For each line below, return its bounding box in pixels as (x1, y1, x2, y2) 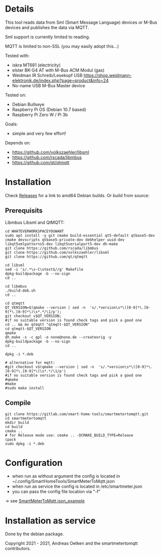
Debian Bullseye (12, 101, 45, 107)
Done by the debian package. (5, 531, 64, 537)
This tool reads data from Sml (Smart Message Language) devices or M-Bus (5, 19, 158, 25)
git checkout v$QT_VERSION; (5, 313, 62, 318)
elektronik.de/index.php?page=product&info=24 (12, 77, 109, 83)
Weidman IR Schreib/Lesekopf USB (12, 72, 83, 78)
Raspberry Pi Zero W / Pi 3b (12, 111, 68, 117)
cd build (5, 424, 23, 429)
